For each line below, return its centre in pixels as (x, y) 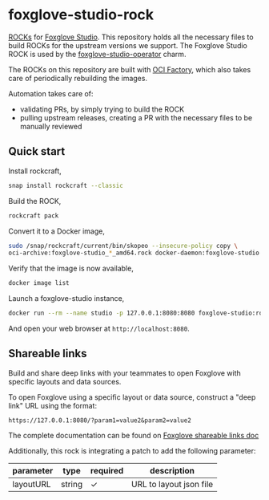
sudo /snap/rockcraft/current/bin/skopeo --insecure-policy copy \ (123, 246)
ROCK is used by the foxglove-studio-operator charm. (97, 54)
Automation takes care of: (51, 93)
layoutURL (32, 484)
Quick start (37, 151)
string (72, 484)
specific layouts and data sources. (65, 381)
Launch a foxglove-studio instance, (66, 299)
